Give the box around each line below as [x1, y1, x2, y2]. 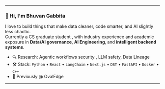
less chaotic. [5, 29, 31, 35]
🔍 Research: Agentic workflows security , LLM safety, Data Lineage [12, 54, 150, 60]
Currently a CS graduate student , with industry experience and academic [5, 34, 154, 40]
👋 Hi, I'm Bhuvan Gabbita [5, 12, 65, 19]
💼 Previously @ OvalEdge [12, 74, 64, 80]
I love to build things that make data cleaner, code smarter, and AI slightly [5, 23, 154, 29]
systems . [5, 44, 25, 50]
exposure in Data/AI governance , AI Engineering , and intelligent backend [5, 39, 157, 45]
